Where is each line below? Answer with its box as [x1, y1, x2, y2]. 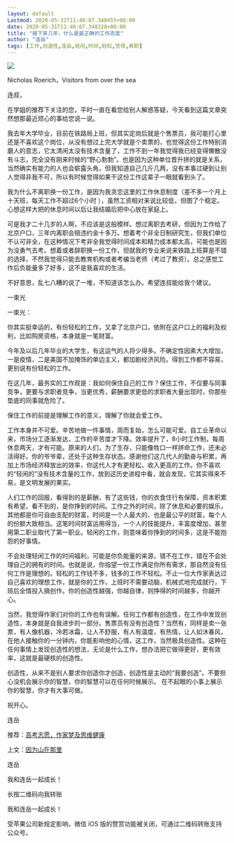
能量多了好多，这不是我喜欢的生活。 [25, 263, 130, 272]
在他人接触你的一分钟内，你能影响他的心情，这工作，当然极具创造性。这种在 [7, 636, 227, 645]
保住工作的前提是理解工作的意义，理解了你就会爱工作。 [7, 411, 166, 419]
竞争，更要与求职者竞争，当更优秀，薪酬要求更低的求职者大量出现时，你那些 [7, 388, 227, 395]
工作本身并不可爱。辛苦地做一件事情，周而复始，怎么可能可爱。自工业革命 [7, 426, 221, 434]
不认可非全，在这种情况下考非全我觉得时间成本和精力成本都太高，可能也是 [7, 237, 221, 245]
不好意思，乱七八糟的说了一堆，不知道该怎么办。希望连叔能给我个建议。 [7, 279, 214, 286]
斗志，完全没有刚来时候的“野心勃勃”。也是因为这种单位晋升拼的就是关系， [13, 155, 226, 163]
